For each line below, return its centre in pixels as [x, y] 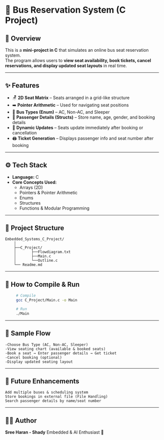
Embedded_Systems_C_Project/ [35, 239]
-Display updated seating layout [39, 362]
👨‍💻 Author [21, 420]
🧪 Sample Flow [28, 333]
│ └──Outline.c [36, 261]
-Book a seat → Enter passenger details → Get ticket [61, 353]
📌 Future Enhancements [42, 381]
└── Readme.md [28, 265]
